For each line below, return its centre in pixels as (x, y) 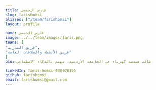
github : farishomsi (26, 75)
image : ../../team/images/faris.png (44, 38)
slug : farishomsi (24, 15)
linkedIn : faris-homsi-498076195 (41, 71)
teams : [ (14, 43)
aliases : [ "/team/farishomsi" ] (38, 19)
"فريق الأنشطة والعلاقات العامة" (38, 52)
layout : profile (22, 24)
